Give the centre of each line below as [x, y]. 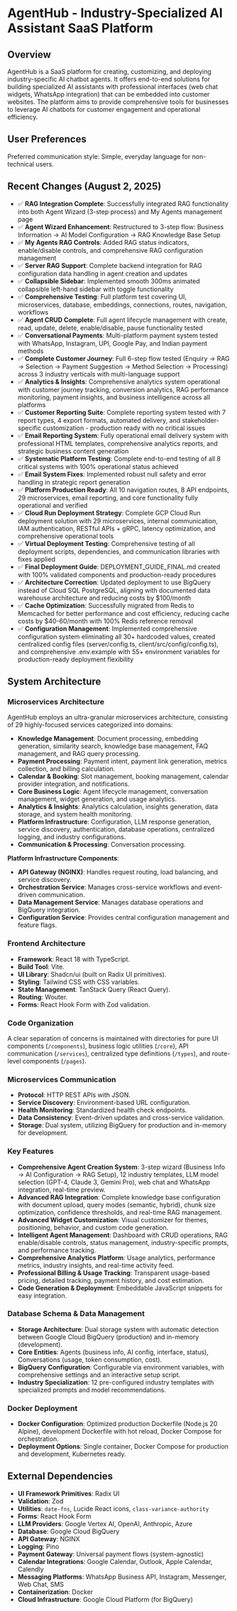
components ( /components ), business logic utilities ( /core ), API [98, 1046]
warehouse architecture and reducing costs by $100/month [104, 598]
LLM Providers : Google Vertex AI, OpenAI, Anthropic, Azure [105, 1523]
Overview [29, 54]
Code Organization [40, 1023]
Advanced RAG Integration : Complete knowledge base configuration [119, 1197]
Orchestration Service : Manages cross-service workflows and [110, 887]
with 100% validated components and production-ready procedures [117, 574]
